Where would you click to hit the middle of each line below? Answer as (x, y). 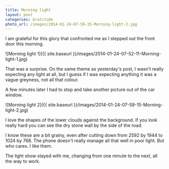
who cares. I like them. (29, 146)
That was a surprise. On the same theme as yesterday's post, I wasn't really (84, 69)
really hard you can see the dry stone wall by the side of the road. (74, 125)
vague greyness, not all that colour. (42, 80)
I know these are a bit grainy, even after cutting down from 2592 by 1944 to (84, 136)
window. (14, 95)
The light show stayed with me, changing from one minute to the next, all (81, 156)
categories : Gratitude (29, 19)
